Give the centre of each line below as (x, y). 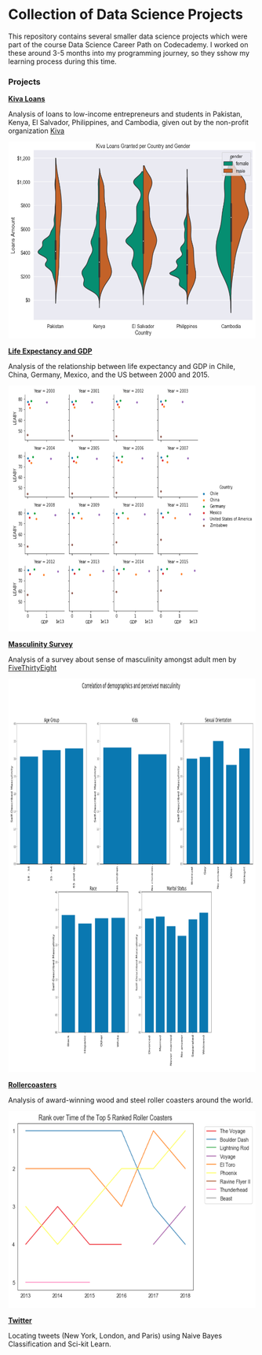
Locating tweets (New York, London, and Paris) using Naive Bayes (115, 1336)
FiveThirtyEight (33, 668)
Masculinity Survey (40, 644)
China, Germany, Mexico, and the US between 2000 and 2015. (109, 375)
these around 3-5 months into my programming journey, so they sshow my (129, 53)
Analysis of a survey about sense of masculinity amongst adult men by (122, 659)
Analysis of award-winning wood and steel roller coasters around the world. (131, 1100)
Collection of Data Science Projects (126, 15)
